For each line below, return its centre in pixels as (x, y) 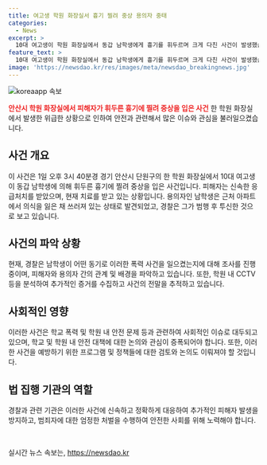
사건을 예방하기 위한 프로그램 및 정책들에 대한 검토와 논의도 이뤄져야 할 (126, 352)
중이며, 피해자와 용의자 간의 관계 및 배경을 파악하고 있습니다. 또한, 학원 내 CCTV (132, 274)
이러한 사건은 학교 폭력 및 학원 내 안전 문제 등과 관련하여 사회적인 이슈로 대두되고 (133, 332)
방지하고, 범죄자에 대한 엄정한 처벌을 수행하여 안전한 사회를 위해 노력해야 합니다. (132, 420)
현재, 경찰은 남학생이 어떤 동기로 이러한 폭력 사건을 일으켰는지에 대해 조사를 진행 (132, 264)
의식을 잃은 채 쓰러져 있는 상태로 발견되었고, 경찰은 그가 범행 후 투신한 (131, 206)
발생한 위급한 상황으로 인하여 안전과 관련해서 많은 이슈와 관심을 (120, 118)
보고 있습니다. (38, 216)
